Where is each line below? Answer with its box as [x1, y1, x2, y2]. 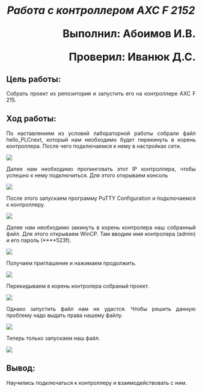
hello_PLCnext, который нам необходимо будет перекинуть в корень [6, 136, 196, 143]
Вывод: [6, 363, 35, 373]
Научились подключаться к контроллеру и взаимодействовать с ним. [6, 379, 188, 386]
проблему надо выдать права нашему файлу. [6, 312, 123, 319]
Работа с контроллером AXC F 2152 [7, 4, 195, 17]
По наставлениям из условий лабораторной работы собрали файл [6, 130, 196, 137]
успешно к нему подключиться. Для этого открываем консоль [6, 172, 168, 179]
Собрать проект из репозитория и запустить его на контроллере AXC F [6, 90, 196, 97]
